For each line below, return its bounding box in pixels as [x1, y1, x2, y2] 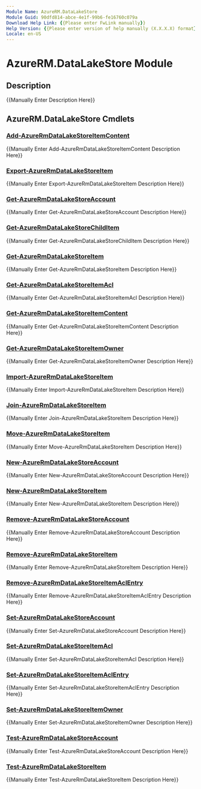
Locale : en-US [6, 31, 42, 37]
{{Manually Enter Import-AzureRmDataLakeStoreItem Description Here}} [6, 386, 184, 394]
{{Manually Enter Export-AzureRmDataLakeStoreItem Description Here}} [6, 180, 184, 187]
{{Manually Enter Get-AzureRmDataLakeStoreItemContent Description [6, 322, 179, 330]
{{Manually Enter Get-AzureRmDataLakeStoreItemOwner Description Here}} [6, 357, 193, 365]
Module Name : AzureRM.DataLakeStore [6, 8, 98, 15]
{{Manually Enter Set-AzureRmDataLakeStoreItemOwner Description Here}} [6, 719, 193, 726]
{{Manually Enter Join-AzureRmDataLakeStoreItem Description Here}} [6, 415, 179, 422]
